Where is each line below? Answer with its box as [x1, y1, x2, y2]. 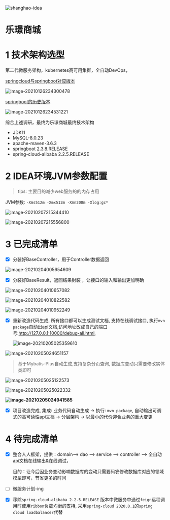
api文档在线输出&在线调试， [12, 458, 71, 464]
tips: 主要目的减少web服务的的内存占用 [17, 188, 99, 194]
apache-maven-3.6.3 [12, 140, 57, 147]
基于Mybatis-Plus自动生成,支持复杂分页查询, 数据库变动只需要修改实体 [17, 361, 165, 367]
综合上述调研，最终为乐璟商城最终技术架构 [5, 120, 94, 126]
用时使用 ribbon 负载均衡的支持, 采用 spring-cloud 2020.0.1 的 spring [12, 503, 153, 509]
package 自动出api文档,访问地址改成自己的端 [12, 324, 103, 330]
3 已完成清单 [5, 239, 58, 250]
